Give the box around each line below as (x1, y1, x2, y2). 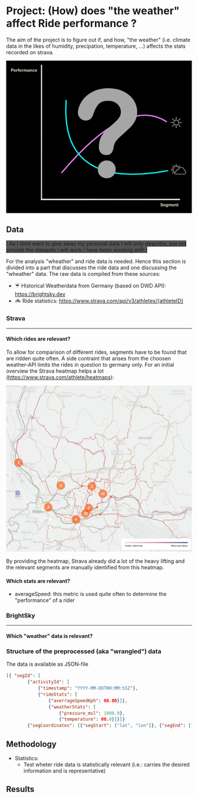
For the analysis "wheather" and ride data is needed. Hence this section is (6, 258, 186, 265)
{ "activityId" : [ (27, 679, 70, 685)
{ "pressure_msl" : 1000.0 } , (58, 710, 126, 716)
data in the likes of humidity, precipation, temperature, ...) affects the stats (6, 43, 186, 50)
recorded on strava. (6, 48, 54, 56)
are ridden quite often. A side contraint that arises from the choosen (6, 354, 171, 361)
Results (6, 784, 35, 794)
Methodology (6, 739, 57, 749)
